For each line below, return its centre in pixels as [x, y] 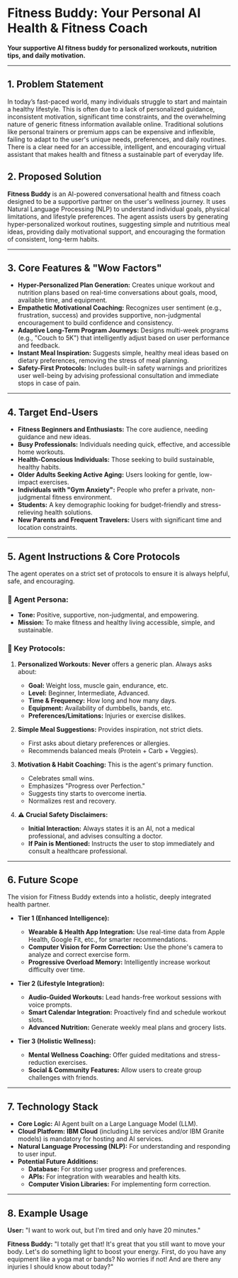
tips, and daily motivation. [47, 55]
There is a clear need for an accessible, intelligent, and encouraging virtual [117, 146]
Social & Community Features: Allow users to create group [115, 1070]
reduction [42, 1063]
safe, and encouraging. [41, 581]
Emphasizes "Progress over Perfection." [86, 786]
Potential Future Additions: [58, 1161]
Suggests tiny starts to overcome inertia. [87, 793]
